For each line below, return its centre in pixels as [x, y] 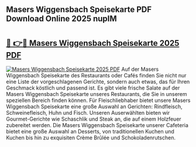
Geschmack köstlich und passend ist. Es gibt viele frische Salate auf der [93, 88]
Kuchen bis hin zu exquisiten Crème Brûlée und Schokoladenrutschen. [91, 138]
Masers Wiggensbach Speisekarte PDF [79, 10]
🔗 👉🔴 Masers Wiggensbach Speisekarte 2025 [93, 43]
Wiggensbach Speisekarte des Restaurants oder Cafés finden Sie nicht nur [96, 75]
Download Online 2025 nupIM [61, 19]
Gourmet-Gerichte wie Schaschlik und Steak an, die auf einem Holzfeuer [94, 119]
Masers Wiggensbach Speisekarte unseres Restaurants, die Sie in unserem [97, 94]
